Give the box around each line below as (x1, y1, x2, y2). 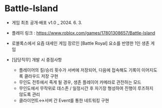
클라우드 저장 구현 (24, 73, 59, 79)
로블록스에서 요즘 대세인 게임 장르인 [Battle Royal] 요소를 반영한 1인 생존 (11, 40, 150, 46)
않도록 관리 (19, 91, 40, 97)
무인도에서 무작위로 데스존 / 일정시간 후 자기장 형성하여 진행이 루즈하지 (19, 85, 154, 91)
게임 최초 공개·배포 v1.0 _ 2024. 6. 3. (11, 19, 82, 25)
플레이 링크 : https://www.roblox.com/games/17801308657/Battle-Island (11, 30, 156, 36)
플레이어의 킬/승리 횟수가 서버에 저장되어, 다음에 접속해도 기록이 (19, 67, 141, 73)
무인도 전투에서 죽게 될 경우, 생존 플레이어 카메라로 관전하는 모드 (19, 79, 142, 85)
